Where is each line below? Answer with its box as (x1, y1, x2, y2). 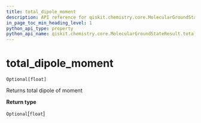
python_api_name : (6, 31, 50, 37)
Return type (6, 99, 37, 106)
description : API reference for (6, 14, 87, 20)
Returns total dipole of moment (6, 87, 83, 94)
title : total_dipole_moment (6, 8, 77, 15)
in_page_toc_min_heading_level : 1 (6, 20, 93, 26)
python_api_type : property (6, 25, 74, 32)
